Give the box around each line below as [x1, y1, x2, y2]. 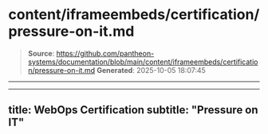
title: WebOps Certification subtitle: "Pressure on [8, 103, 258, 117]
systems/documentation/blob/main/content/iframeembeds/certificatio [27, 57, 258, 67]
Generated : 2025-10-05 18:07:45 [97, 65, 206, 75]
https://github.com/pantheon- [56, 48, 155, 58]
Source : [27, 48, 55, 58]
